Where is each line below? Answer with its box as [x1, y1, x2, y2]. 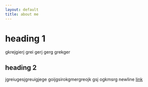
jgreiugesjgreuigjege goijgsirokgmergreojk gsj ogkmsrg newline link [5, 77, 143, 83]
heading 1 [5, 33, 46, 44]
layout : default [5, 7, 39, 12]
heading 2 [5, 63, 37, 72]
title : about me [5, 12, 39, 17]
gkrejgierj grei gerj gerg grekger [5, 49, 70, 55]
